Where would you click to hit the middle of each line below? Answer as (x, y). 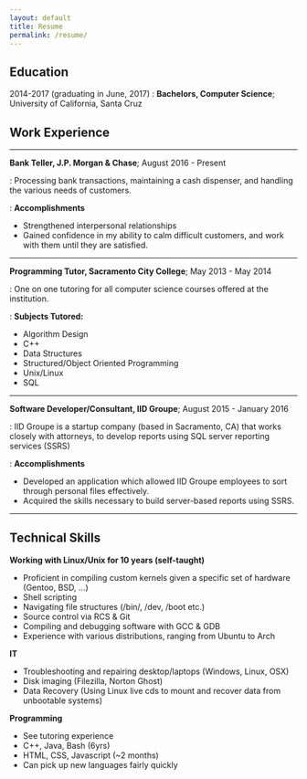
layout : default (40, 18)
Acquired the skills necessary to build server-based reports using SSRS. (159, 500)
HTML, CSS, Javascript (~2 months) (91, 755)
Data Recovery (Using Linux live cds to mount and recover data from (152, 690)
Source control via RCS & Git (76, 616)
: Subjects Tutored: (47, 316)
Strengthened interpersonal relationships (100, 226)
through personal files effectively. (86, 491)
